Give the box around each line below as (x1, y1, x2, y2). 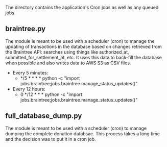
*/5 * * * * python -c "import (20, 75, 80, 81)
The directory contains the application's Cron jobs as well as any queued (5, 5, 159, 10)
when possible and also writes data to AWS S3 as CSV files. (5, 60, 131, 66)
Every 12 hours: (12, 86, 46, 92)
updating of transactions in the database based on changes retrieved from (5, 43, 162, 50)
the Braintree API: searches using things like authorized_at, (5, 48, 129, 55)
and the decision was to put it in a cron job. (5, 136, 96, 142)
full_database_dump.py (5, 112, 82, 120)
